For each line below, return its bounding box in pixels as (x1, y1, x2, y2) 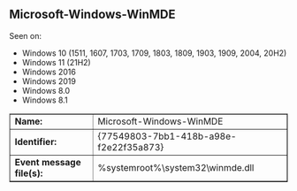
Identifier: (14, 135, 57, 148)
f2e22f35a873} (97, 141, 164, 153)
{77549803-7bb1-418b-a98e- (97, 130, 237, 142)
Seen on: (9, 30, 42, 41)
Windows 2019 (21, 75, 77, 87)
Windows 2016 (21, 66, 77, 77)
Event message (14, 156, 81, 168)
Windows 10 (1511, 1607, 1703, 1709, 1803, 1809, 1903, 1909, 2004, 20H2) (21, 48, 287, 58)
